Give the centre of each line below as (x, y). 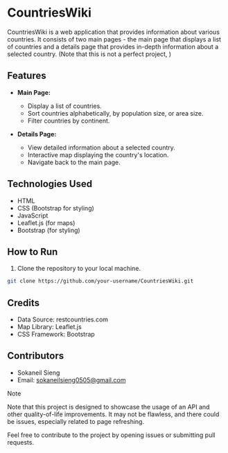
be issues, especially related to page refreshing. (76, 421)
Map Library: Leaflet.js (49, 327)
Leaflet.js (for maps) (46, 222)
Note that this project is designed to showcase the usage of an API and (108, 407)
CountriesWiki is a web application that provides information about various (114, 32)
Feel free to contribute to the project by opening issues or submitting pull (111, 435)
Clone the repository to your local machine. (79, 269)
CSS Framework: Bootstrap (56, 335)
